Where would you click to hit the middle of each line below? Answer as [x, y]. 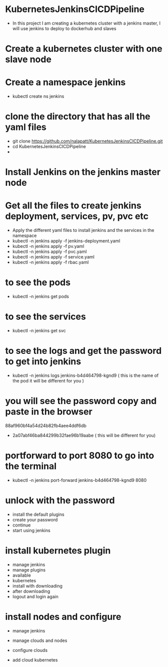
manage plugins [29, 570]
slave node [28, 59]
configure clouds [30, 650]
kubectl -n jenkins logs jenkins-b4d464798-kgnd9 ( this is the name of [85, 375]
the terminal [31, 466]
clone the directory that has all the [78, 117]
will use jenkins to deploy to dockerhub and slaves [64, 28]
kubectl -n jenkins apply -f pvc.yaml [49, 251]
